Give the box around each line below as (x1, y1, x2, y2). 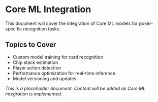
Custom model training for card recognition (12, 54, 103, 60)
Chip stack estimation (12, 59, 58, 65)
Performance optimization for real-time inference (12, 70, 116, 76)
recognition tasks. (23, 25, 61, 31)
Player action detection (12, 64, 61, 71)
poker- (139, 20, 153, 26)
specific (5, 25, 22, 31)
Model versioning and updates (12, 75, 77, 82)
